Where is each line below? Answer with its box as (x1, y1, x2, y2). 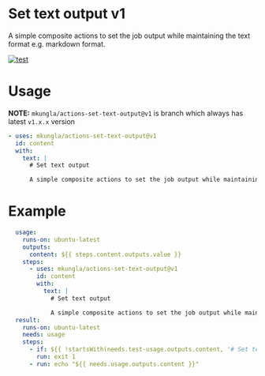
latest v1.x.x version (8, 116, 76, 126)
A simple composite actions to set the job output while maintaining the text (8, 31, 251, 40)
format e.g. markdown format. (8, 39, 106, 48)
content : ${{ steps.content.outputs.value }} (28, 250, 181, 258)
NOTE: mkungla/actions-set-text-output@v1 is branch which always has (8, 108, 244, 118)
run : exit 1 (36, 353, 77, 361)
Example (8, 202, 66, 220)
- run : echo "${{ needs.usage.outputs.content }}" (28, 360, 200, 368)
